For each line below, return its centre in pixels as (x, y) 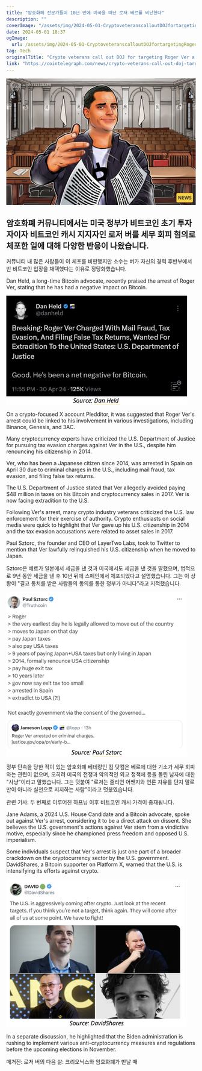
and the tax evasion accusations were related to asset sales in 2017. (90, 532)
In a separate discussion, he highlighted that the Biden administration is (95, 1037)
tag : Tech (19, 51)
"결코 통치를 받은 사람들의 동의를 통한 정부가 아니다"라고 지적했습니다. (99, 583)
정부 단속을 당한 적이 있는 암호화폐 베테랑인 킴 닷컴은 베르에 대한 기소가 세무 (95, 767)
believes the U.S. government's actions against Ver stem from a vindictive (98, 827)
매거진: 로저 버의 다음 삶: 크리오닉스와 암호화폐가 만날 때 (72, 1062)
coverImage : (21, 25)
